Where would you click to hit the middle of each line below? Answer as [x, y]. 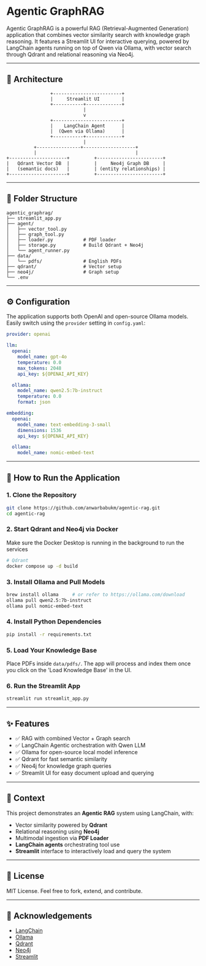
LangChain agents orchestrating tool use [67, 844]
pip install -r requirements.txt [49, 634]
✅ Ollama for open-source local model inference [76, 752]
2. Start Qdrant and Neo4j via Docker [62, 529]
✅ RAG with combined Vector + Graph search [73, 738]
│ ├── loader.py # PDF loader [61, 240]
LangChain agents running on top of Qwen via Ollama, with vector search [99, 48]
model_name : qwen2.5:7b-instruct [60, 391]
